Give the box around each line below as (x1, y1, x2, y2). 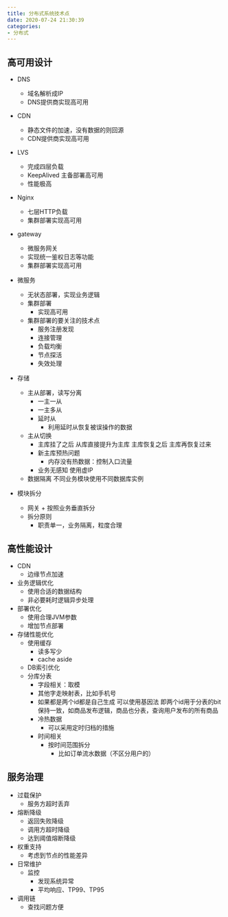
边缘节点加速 (27, 570, 64, 578)
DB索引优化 (27, 663, 60, 671)
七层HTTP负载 (27, 208, 69, 216)
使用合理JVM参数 (27, 613, 77, 621)
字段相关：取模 (37, 680, 80, 689)
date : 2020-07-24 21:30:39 (7, 17, 84, 23)
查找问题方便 (27, 903, 64, 911)
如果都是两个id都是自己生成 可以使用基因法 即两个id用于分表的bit (37, 698, 221, 706)
